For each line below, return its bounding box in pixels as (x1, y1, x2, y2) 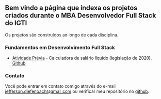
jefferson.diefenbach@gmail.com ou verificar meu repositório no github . (5, 88, 149, 94)
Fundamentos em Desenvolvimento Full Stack (5, 44, 115, 50)
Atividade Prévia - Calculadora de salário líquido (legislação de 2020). (12, 55, 152, 61)
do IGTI (5, 19, 28, 27)
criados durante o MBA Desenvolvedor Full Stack (5, 12, 156, 20)
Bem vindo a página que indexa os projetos (5, 4, 138, 12)
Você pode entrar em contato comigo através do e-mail (5, 83, 116, 89)
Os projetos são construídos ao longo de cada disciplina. (5, 32, 119, 38)
